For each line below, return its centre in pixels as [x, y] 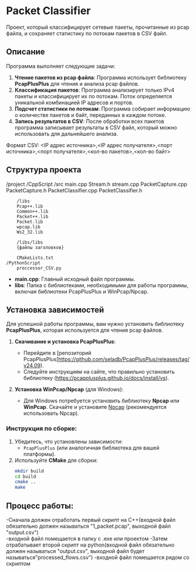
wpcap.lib [29, 227]
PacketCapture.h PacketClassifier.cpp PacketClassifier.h [74, 190]
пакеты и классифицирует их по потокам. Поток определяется [93, 96]
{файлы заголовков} [40, 247]
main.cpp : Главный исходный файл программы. [75, 279]
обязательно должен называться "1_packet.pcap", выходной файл [89, 526]
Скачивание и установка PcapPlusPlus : [65, 342]
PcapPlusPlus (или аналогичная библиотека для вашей [91, 448]
